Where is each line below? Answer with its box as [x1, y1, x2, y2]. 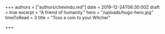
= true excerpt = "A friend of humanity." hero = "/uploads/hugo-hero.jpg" [5, 9, 154, 15]
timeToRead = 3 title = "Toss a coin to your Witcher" [5, 15, 111, 20]
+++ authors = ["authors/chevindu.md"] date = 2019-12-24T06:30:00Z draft [5, 4, 160, 10]
